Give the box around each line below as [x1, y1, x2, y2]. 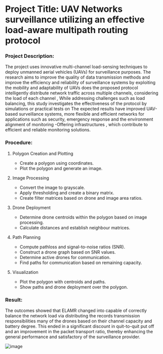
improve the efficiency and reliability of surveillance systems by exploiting [5, 80, 156, 86]
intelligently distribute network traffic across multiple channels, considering [5, 90, 159, 96]
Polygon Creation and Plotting [12, 150, 74, 156]
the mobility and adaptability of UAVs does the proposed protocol [5, 85, 138, 91]
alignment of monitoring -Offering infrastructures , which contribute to [5, 122, 148, 128]
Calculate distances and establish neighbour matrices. [19, 224, 130, 230]
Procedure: [5, 139, 33, 146]
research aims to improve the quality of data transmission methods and [5, 74, 150, 80]
